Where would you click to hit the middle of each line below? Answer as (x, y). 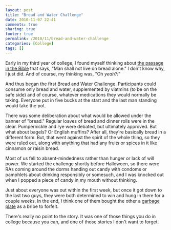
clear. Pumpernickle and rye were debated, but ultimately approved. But (81, 126)
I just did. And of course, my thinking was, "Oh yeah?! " (63, 74)
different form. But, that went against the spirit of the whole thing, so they (83, 137)
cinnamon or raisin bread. (33, 148)
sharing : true (20, 29)
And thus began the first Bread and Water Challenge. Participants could (81, 84)
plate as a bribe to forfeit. (32, 206)
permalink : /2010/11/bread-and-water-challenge (57, 39)
